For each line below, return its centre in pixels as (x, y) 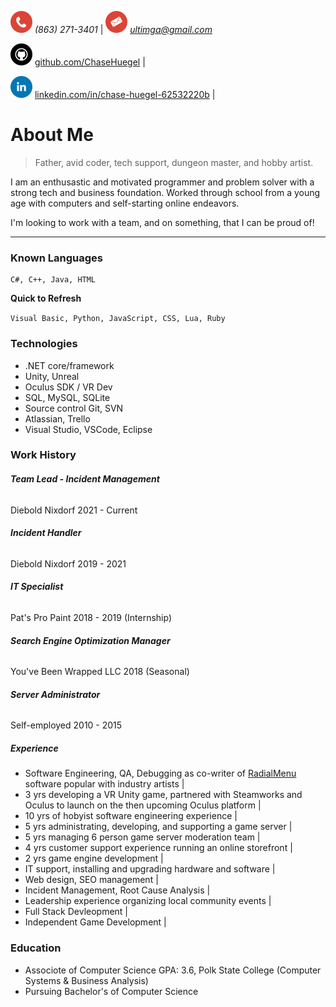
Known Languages (56, 258)
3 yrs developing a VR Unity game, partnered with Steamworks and (163, 795)
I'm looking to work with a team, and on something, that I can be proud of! (162, 222)
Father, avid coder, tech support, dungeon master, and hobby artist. (174, 162)
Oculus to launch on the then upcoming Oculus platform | (143, 805)
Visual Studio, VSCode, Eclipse (88, 429)
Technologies (44, 344)
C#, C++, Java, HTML (53, 280)
